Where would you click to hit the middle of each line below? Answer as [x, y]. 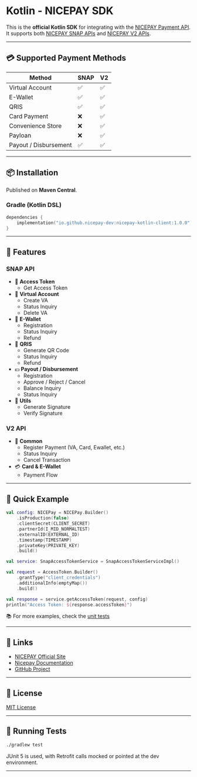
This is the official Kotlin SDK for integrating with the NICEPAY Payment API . [98, 27]
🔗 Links [20, 642]
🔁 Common [28, 441]
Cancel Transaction [47, 460]
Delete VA [35, 313]
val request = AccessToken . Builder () [52, 572]
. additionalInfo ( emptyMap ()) [52, 583]
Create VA [35, 301]
